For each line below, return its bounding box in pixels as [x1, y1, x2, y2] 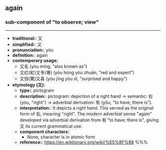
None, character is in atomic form [27, 134, 95, 140]
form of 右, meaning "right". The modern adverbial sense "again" [19, 111, 152, 116]
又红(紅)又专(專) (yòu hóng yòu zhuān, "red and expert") [19, 69, 135, 75]
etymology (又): [12, 81, 45, 88]
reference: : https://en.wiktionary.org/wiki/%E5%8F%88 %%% [19, 139, 148, 145]
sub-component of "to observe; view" [5, 19, 99, 26]
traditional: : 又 [12, 35, 42, 41]
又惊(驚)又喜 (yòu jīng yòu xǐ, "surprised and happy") [19, 75, 127, 81]
